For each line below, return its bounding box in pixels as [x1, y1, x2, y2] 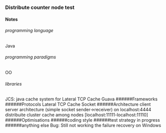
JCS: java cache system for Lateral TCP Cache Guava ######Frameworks [5, 96, 158, 102]
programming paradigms [5, 54, 56, 60]
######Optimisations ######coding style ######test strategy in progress [5, 117, 160, 123]
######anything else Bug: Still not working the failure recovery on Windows [5, 123, 162, 129]
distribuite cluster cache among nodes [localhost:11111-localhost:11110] [5, 112, 149, 118]
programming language [5, 28, 54, 34]
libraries [5, 81, 22, 87]
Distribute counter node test [5, 4, 75, 11]
